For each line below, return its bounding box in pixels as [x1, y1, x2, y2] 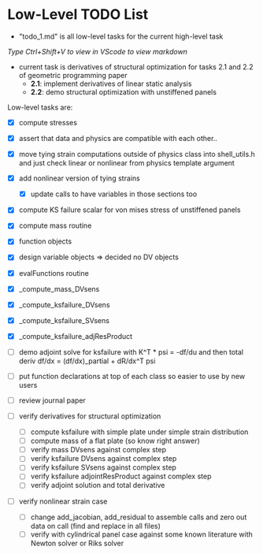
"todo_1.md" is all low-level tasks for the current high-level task [18, 32, 224, 41]
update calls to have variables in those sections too [30, 189, 198, 199]
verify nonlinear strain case [18, 496, 108, 506]
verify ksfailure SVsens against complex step [30, 463, 176, 472]
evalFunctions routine [18, 268, 90, 277]
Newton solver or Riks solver [30, 538, 124, 548]
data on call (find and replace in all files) [30, 521, 161, 530]
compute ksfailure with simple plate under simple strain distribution [30, 427, 249, 437]
